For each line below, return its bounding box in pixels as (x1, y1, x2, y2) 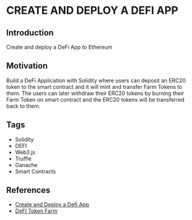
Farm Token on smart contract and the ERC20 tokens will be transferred (6, 96, 185, 103)
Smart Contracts (14, 168, 56, 175)
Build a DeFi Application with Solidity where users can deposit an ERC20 (6, 76, 186, 84)
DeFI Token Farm (14, 207, 58, 215)
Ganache (14, 161, 38, 168)
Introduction (6, 28, 54, 38)
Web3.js (14, 148, 36, 156)
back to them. (6, 102, 41, 109)
